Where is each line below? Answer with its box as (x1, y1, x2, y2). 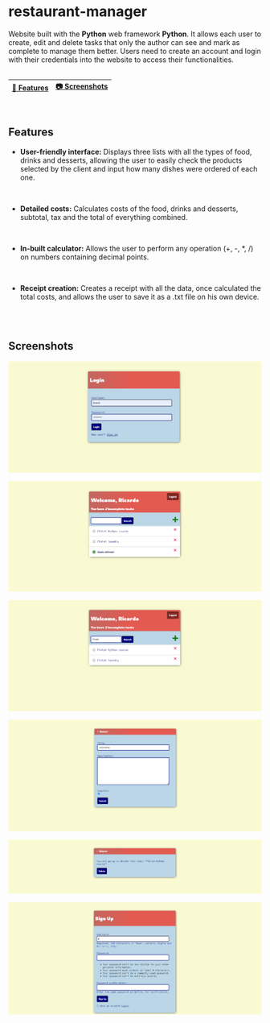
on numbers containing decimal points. (19, 252, 149, 262)
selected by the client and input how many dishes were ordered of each (19, 164, 258, 173)
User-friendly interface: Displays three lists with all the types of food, (19, 147, 252, 156)
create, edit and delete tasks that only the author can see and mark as (8, 37, 240, 47)
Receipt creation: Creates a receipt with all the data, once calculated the (19, 283, 261, 292)
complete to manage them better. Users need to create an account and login (8, 46, 261, 56)
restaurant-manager (8, 2, 148, 21)
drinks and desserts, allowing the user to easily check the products (19, 155, 243, 165)
